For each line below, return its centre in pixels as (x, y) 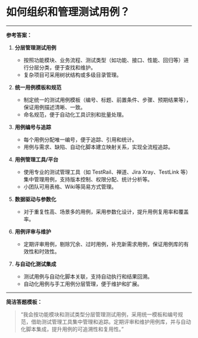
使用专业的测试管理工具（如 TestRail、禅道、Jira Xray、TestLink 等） (107, 172)
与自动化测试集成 (35, 264)
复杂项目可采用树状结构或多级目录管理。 (72, 75)
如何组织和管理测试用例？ (68, 12)
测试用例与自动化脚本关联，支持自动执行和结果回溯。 (88, 276)
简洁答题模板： (24, 301)
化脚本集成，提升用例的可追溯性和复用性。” (72, 329)
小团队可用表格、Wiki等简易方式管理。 (70, 187)
